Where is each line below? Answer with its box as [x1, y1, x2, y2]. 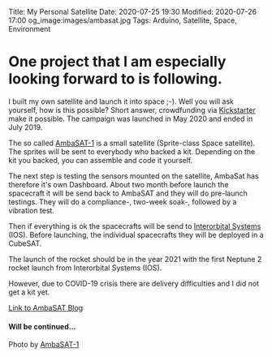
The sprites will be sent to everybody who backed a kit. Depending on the [8, 146, 256, 157]
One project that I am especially [8, 53, 227, 71]
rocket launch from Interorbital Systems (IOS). [8, 263, 162, 273]
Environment [8, 24, 51, 33]
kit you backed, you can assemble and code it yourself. [8, 155, 193, 165]
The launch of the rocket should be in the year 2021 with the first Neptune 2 [8, 254, 262, 264]
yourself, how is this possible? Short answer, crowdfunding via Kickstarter [8, 105, 256, 114]
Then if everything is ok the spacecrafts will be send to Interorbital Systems [8, 221, 261, 230]
